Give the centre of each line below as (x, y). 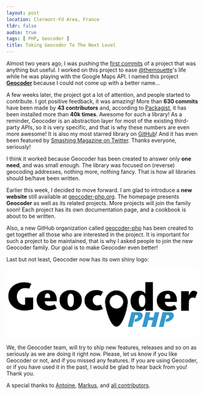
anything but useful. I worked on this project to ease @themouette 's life (96, 70)
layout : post (23, 13)
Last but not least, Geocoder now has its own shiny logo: (78, 259)
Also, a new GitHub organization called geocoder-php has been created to (100, 228)
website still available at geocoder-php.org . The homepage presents (93, 197)
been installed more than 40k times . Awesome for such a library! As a (94, 114)
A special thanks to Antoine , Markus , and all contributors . (78, 385)
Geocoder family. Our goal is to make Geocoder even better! (82, 247)
